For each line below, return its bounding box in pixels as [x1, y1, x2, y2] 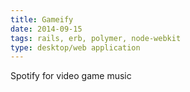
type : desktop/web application [10, 42, 141, 53]
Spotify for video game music [10, 70, 132, 82]
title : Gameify [10, 14, 74, 25]
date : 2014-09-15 [10, 24, 83, 34]
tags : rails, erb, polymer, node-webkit [10, 33, 182, 43]
